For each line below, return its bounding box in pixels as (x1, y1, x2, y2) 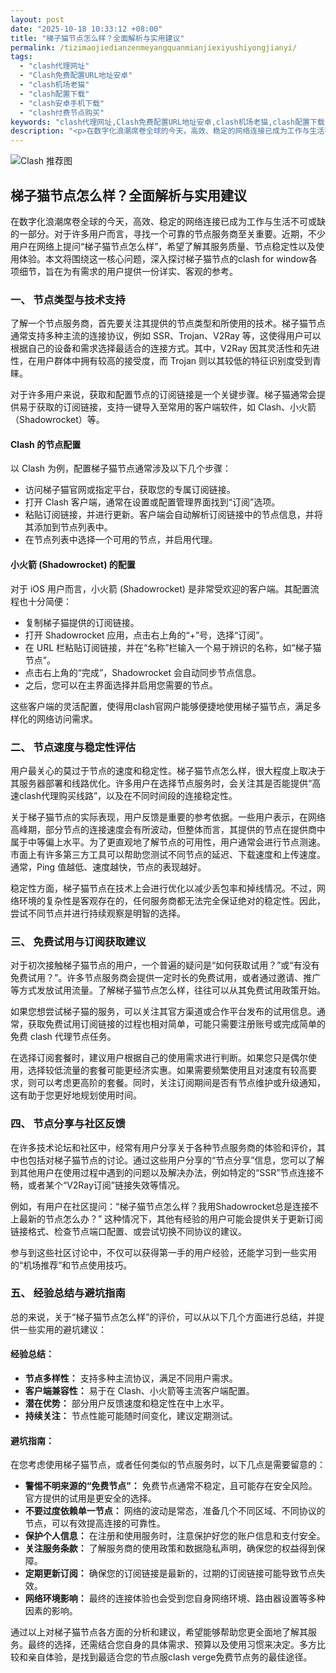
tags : (10, 52, 33, 62)
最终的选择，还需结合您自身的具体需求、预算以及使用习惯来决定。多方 (27, 1639, 317, 1651)
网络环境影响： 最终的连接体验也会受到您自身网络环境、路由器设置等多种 (24, 1592, 326, 1605)
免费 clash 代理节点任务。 (10, 1031, 117, 1043)
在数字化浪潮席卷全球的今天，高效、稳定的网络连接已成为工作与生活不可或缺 (10, 215, 326, 227)
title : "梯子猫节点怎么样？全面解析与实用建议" (10, 33, 185, 43)
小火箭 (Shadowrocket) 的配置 (10, 559, 136, 571)
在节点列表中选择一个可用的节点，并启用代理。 (24, 534, 218, 546)
